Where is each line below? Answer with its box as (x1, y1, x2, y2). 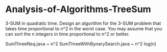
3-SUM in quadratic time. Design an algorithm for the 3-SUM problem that (5, 20, 161, 26)
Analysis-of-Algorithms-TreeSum (5, 4, 152, 15)
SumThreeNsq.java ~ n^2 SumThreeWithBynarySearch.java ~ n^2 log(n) (5, 40, 157, 46)
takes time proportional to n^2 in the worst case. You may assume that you (5, 25, 162, 31)
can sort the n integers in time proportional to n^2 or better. (5, 31, 130, 37)
